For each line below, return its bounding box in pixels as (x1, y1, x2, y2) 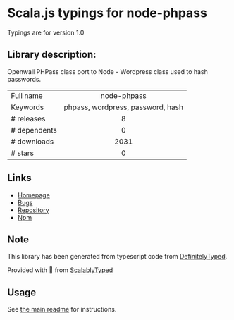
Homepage (17, 190, 51, 199)
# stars (11, 148, 34, 158)
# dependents (11, 125, 58, 135)
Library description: (7, 49, 97, 61)
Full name (11, 90, 44, 100)
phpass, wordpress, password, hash (63, 102, 183, 112)
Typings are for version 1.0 (7, 28, 85, 37)
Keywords (11, 102, 44, 112)
